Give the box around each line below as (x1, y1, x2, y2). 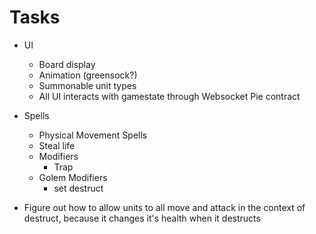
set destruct (53, 182, 104, 194)
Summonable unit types (38, 79, 137, 91)
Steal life (38, 139, 76, 151)
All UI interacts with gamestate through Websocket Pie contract (38, 90, 301, 102)
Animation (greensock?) (38, 69, 138, 81)
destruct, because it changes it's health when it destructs (23, 212, 261, 224)
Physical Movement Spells (38, 129, 148, 141)
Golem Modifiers (38, 171, 108, 183)
